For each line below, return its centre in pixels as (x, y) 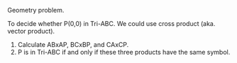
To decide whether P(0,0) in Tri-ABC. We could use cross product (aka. (111, 23)
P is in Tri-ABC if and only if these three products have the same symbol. (124, 52)
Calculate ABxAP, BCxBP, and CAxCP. (73, 44)
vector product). (31, 31)
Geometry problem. (36, 10)
